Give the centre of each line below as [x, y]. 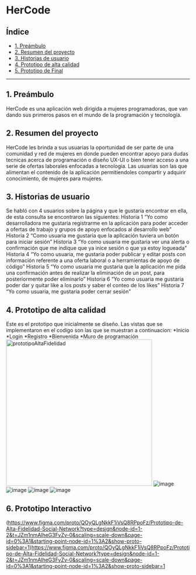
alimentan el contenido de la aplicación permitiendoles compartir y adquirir [96, 172]
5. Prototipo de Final [38, 70]
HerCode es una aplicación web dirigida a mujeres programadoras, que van [97, 108]
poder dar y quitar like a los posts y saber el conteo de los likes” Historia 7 [95, 285]
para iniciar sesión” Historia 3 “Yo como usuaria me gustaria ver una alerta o [98, 242]
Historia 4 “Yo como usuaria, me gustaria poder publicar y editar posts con [96, 254]
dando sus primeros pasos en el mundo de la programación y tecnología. [94, 115]
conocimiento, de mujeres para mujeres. [55, 178]
